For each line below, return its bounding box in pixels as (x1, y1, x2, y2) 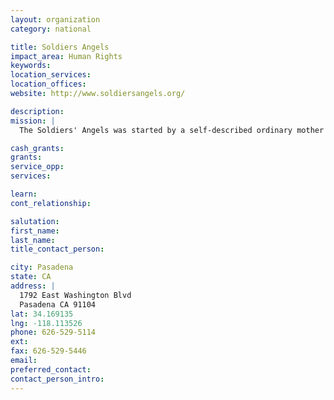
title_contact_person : (10, 244, 105, 255)
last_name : (10, 235, 56, 245)
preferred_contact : (10, 364, 92, 375)
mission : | (10, 116, 56, 126)
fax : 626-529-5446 (10, 346, 87, 356)
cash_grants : (10, 143, 65, 153)
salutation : (10, 216, 60, 226)
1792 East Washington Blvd (19, 290, 132, 300)
